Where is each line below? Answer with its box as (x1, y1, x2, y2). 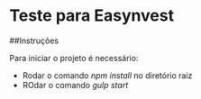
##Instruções (9, 35, 59, 46)
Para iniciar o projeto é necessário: (9, 52, 139, 63)
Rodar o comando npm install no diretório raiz (22, 69, 193, 81)
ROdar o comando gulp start (22, 79, 129, 90)
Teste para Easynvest (9, 5, 174, 26)
